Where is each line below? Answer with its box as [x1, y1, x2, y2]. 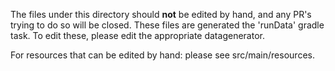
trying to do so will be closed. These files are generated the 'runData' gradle [10, 19, 325, 31]
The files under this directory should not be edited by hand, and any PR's [10, 9, 312, 20]
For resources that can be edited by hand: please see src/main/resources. [10, 49, 315, 61]
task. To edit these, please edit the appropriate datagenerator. [10, 30, 265, 41]
